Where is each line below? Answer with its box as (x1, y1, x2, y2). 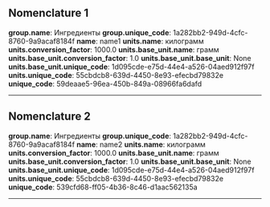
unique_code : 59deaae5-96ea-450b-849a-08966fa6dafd (8, 79, 202, 88)
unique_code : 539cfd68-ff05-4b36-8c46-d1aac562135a (8, 182, 198, 192)
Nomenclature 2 (8, 110, 91, 124)
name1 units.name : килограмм (99, 36, 204, 46)
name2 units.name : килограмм (99, 140, 207, 149)
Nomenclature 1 (8, 6, 89, 20)
